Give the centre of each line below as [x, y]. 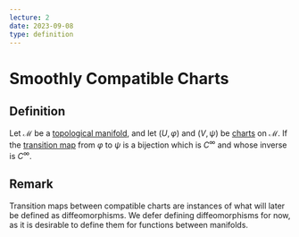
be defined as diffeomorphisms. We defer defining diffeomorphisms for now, [150, 215]
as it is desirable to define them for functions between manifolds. [129, 224]
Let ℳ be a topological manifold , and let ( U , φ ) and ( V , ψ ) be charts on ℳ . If [149, 133]
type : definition [42, 34]
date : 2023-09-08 [42, 26]
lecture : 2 [29, 17]
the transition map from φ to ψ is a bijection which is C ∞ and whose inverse [148, 144]
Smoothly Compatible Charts [119, 78]
